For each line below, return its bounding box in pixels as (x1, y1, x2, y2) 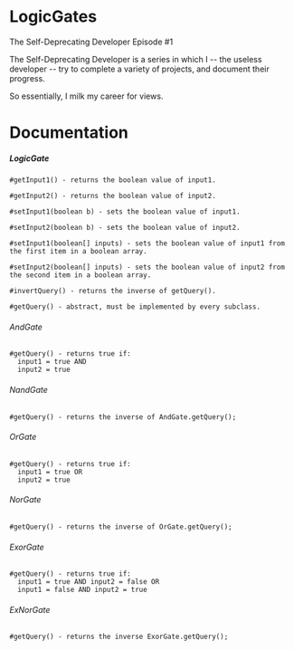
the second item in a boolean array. (9, 271, 152, 280)
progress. (9, 72, 45, 83)
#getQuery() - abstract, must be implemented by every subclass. (9, 302, 261, 311)
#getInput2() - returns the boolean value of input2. (9, 192, 217, 201)
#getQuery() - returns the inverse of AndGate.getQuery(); (9, 412, 237, 422)
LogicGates (9, 6, 98, 27)
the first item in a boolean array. (9, 247, 147, 256)
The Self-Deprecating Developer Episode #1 (9, 36, 174, 47)
